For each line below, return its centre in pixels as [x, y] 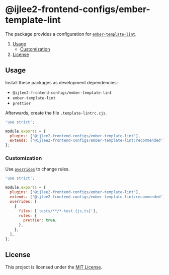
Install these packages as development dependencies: [62, 82]
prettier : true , [40, 221]
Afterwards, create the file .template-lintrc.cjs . [56, 113]
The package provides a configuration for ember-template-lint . [71, 34]
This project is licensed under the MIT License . [54, 267]
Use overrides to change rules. [37, 169]
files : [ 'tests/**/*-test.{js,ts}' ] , [58, 211]
